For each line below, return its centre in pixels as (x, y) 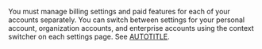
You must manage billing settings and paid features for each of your (119, 11)
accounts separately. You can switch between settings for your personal (126, 20)
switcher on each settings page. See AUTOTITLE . (89, 36)
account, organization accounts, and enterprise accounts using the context (131, 28)
